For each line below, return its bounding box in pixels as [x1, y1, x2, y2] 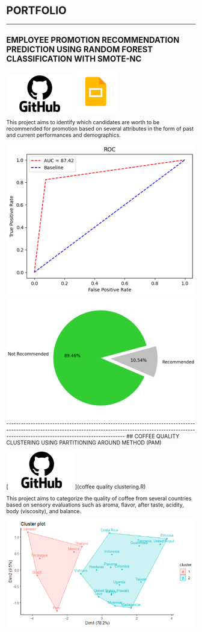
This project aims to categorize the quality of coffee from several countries [6, 495, 192, 502]
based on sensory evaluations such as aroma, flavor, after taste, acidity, [6, 501, 185, 508]
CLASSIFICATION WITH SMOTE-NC [6, 54, 142, 64]
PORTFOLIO [6, 4, 67, 17]
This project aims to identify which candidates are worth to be [6, 118, 160, 125]
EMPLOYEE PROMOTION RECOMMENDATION [6, 35, 180, 45]
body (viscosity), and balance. [6, 507, 82, 514]
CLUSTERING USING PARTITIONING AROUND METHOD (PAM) [6, 438, 162, 446]
